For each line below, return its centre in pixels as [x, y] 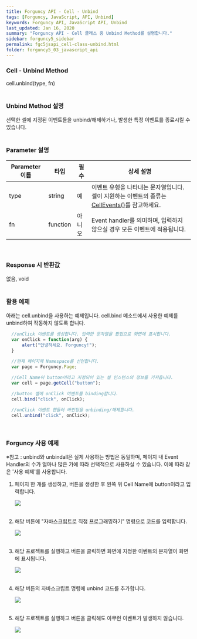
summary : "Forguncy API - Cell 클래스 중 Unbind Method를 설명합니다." [89, 34]
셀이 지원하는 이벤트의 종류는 [129, 196]
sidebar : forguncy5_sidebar [40, 39]
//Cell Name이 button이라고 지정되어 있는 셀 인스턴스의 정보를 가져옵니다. [92, 378]
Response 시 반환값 [33, 264]
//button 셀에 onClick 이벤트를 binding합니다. [65, 394]
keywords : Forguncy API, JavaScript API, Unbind [67, 22]
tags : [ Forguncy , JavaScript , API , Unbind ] [60, 17]
